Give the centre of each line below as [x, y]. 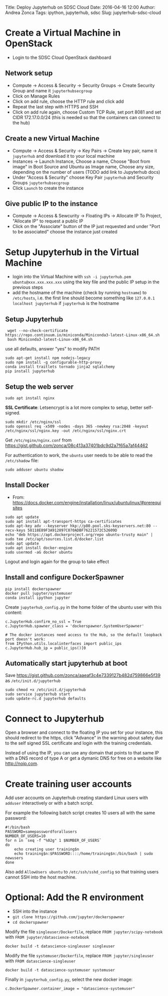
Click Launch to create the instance [48, 188]
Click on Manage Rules [36, 96]
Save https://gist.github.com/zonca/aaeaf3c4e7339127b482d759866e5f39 [83, 676]
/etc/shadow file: [22, 460]
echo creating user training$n [47, 849]
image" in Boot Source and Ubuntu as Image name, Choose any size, [83, 167]
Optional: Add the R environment [74, 897]
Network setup [29, 73]
